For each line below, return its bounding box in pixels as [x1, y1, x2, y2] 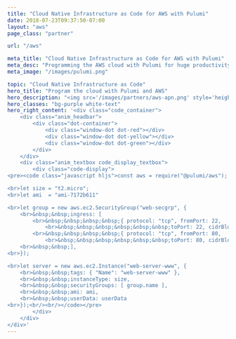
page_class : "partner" [7, 29, 74, 37]
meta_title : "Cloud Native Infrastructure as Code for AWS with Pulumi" [7, 55, 225, 62]
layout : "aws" [7, 23, 49, 30]
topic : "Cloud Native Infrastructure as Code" [7, 81, 146, 88]
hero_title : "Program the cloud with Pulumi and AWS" [7, 87, 169, 95]
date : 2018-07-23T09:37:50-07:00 [7, 17, 105, 24]
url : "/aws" [7, 43, 42, 50]
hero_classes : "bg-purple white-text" [7, 100, 121, 107]
